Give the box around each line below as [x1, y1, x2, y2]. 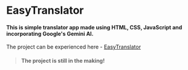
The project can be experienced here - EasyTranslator [6, 43, 141, 51]
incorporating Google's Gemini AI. [6, 30, 94, 37]
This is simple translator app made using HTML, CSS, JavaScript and [6, 23, 183, 31]
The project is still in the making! [21, 57, 105, 64]
